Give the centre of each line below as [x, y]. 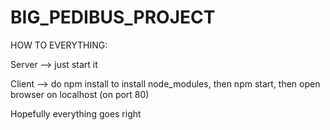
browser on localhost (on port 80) [80, 94]
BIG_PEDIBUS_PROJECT [113, 17]
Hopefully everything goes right [76, 113]
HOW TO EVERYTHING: [59, 45]
